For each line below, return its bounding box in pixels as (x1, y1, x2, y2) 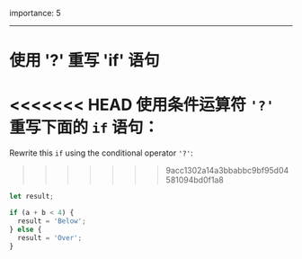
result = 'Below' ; (17, 216, 87, 226)
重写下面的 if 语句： (9, 117, 159, 138)
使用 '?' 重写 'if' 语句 (9, 50, 160, 71)
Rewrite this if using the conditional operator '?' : (9, 147, 193, 158)
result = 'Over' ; (17, 233, 83, 242)
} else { (9, 225, 42, 234)
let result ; (9, 192, 54, 201)
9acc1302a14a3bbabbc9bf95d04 (165, 165, 289, 176)
